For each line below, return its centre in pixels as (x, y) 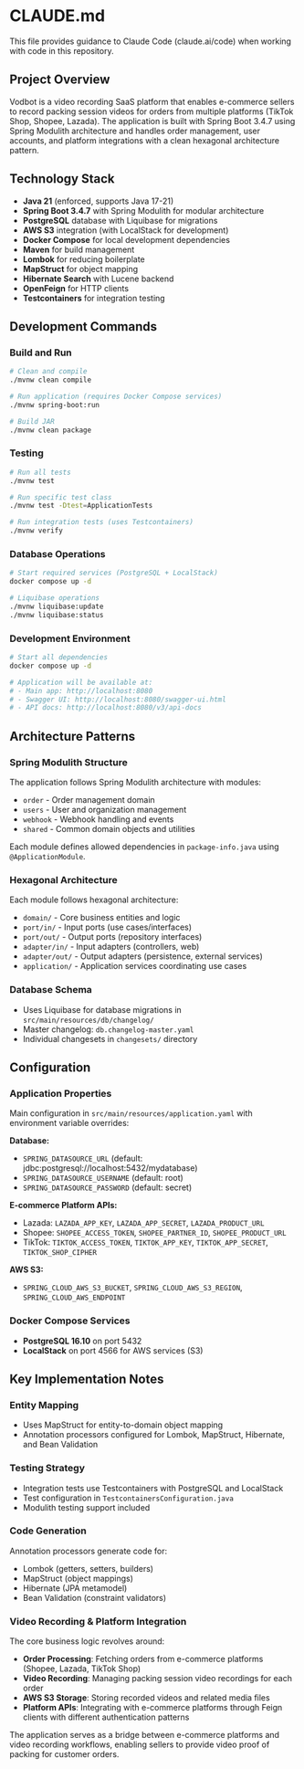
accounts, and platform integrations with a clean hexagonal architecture (145, 140)
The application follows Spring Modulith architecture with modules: (136, 782)
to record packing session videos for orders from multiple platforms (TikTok (152, 111)
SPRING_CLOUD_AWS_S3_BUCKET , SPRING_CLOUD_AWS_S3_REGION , (133, 1288)
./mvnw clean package (51, 430)
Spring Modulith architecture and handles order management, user (135, 131)
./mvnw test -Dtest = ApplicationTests (81, 506)
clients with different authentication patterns (106, 1717)
